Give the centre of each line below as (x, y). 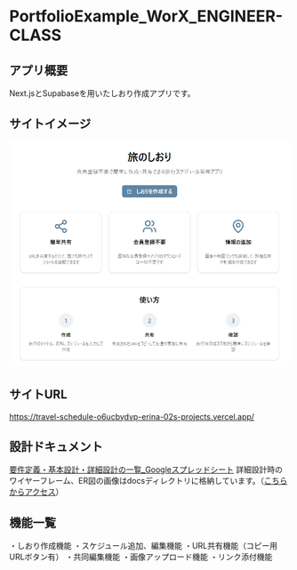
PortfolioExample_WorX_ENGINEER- (146, 16)
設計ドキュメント (56, 446)
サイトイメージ (50, 124)
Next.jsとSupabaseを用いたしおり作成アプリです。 (102, 93)
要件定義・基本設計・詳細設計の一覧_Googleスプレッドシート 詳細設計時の (146, 470)
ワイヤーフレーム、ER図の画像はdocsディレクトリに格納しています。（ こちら (148, 481)
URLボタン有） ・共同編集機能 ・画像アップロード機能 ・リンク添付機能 (141, 557)
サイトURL (39, 394)
